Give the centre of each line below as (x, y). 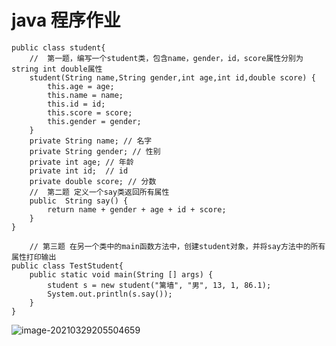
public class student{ (58, 47)
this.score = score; (90, 112)
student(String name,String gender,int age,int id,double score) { (172, 77)
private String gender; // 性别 (95, 151)
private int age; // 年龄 (81, 162)
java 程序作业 (66, 20)
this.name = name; (85, 95)
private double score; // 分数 (93, 181)
